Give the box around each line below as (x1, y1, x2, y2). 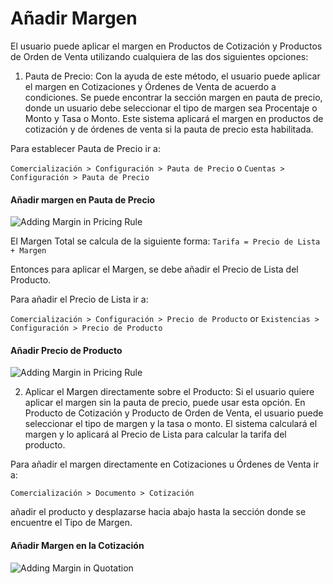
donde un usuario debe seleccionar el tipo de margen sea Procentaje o (24, 102, 318, 114)
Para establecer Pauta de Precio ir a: (10, 142, 161, 154)
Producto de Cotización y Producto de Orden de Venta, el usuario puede (24, 407, 324, 419)
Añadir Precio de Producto (10, 344, 123, 356)
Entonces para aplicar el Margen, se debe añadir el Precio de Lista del (10, 263, 299, 276)
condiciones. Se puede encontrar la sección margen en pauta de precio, (24, 91, 323, 103)
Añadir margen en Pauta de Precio (10, 193, 156, 206)
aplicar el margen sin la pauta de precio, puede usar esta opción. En (24, 397, 306, 409)
